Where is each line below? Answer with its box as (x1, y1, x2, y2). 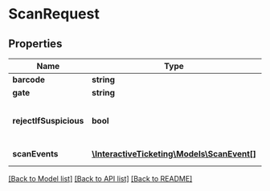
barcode (12, 74, 46, 85)
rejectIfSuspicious (12, 116, 84, 126)
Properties (8, 37, 63, 51)
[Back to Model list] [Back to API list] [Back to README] (8, 174, 193, 183)
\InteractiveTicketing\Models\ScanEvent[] (92, 148, 257, 159)
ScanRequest (8, 5, 100, 23)
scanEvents (12, 148, 59, 159)
